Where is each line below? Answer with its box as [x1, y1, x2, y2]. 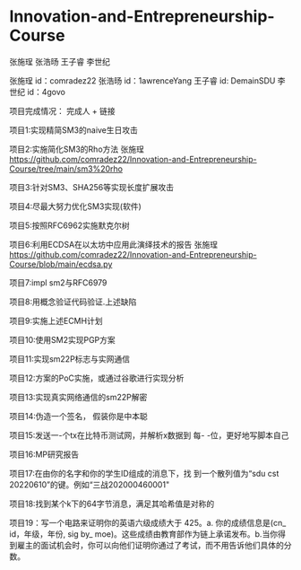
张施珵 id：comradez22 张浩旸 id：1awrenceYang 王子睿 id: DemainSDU [9, 75, 276, 86]
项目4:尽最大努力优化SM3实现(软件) [9, 200, 142, 212]
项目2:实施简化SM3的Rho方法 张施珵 [9, 144, 145, 154]
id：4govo [26, 86, 65, 97]
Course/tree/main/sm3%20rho [9, 163, 124, 174]
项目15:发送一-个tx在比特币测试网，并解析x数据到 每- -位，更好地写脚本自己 [9, 429, 289, 441]
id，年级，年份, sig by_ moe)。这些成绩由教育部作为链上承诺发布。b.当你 [9, 528, 279, 539]
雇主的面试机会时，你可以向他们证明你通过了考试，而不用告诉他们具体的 [16, 539, 284, 550]
